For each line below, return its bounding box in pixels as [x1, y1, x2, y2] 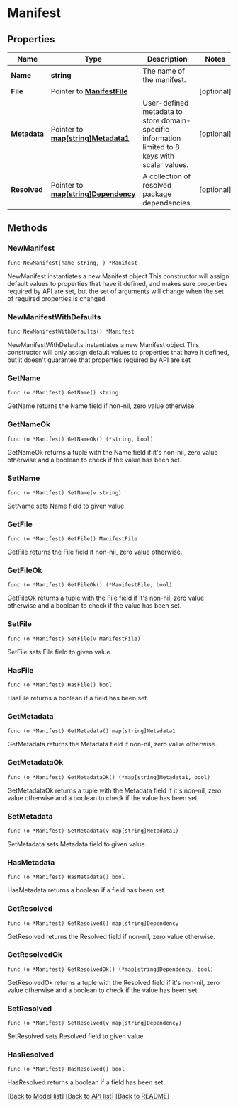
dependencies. [142, 198, 193, 208]
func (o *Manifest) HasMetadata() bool [7, 873, 125, 881]
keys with [142, 151, 175, 161]
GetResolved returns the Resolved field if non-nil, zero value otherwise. [7, 932, 216, 941]
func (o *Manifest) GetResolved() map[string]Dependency [7, 919, 179, 927]
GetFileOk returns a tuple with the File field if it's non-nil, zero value [7, 594, 204, 603]
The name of [142, 66, 186, 76]
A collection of [142, 171, 191, 181]
